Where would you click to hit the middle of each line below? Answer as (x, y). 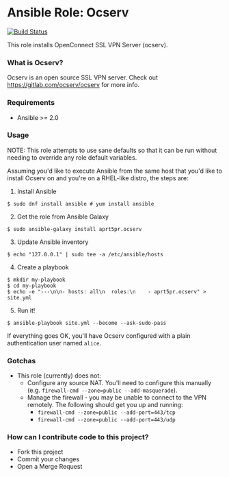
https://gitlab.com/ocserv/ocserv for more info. (73, 85)
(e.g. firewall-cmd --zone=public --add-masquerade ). (102, 390)
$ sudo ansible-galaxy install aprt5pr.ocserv (75, 229)
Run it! (26, 310)
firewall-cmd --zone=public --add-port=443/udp (106, 420)
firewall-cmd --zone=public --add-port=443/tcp (106, 413)
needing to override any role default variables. (72, 157)
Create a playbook (43, 267)
